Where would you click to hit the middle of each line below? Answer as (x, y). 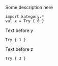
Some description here (29, 7)
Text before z (19, 49)
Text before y (19, 30)
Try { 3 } (16, 58)
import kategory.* (25, 17)
